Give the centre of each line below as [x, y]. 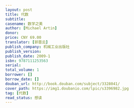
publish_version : [23, 51]
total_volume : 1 [22, 70]
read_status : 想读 [24, 98]
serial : [13, 65]
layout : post [19, 10]
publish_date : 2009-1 [28, 56]
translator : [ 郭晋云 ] [27, 42]
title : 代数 [17, 14]
